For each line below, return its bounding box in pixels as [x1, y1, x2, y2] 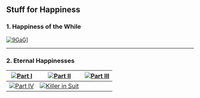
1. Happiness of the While [6, 23, 82, 31]
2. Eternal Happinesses [6, 56, 75, 65]
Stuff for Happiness [6, 5, 80, 15]
